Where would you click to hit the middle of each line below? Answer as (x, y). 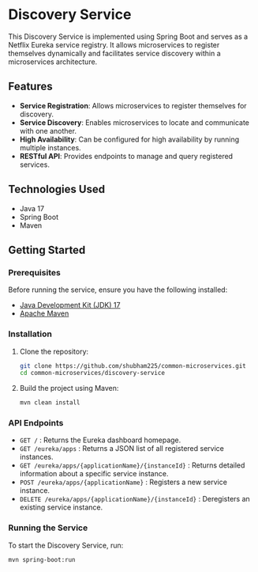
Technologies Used (56, 189)
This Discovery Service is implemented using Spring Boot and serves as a (128, 36)
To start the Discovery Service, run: (66, 545)
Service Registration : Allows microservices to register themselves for (133, 105)
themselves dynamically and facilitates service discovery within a (114, 53)
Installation (30, 334)
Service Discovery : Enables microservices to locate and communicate (135, 122)
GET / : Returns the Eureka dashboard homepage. (100, 440)
